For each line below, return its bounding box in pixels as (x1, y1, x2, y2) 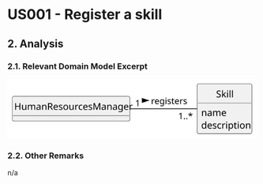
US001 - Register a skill (7, 6, 163, 24)
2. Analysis (7, 37, 64, 51)
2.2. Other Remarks (7, 150, 85, 161)
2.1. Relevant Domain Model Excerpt (7, 61, 148, 72)
